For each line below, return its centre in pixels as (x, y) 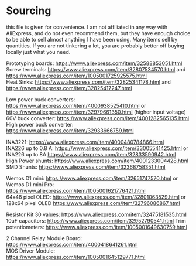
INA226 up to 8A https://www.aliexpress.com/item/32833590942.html (91, 154)
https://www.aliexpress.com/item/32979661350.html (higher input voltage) (96, 112)
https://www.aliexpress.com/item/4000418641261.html (72, 244)
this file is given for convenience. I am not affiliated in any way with (87, 27)
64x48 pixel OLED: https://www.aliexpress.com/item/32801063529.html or (96, 197)
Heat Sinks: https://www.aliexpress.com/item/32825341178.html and (89, 82)
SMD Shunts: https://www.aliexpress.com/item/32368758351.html (86, 167)
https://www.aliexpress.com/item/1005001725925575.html (77, 76)
